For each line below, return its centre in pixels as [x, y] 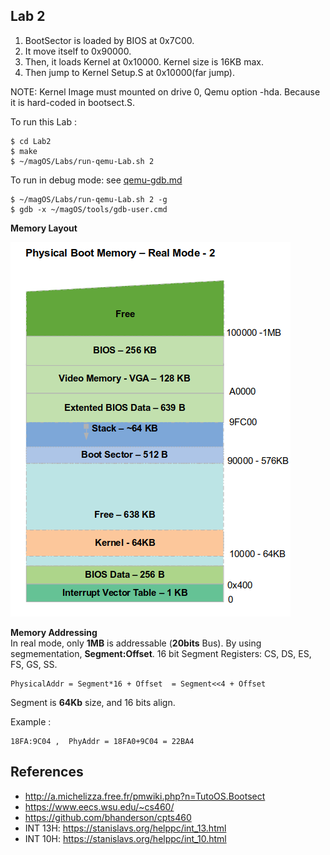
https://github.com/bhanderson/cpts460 [108, 817]
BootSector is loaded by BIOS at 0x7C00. [109, 40]
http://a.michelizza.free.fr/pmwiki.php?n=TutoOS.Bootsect [145, 796]
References [47, 772]
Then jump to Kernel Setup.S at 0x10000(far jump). [129, 72]
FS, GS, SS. [34, 664]
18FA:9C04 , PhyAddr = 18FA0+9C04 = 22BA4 [102, 741]
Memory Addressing [54, 632]
